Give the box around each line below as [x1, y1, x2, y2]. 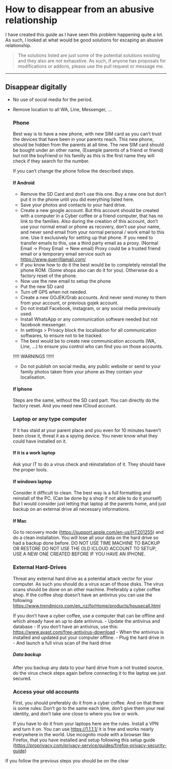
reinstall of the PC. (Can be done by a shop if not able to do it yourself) [12, 495, 162, 502]
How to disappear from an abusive [5, 4, 155, 15]
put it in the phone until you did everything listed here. [20, 196, 135, 203]
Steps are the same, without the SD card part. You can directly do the [12, 397, 160, 403]
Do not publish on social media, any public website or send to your [20, 363, 161, 369]
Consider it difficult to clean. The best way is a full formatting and [12, 490, 151, 496]
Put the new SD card [20, 283, 64, 290]
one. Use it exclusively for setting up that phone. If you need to [20, 235, 153, 241]
